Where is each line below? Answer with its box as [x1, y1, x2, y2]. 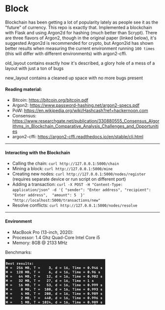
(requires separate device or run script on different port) [12, 176, 126, 182]
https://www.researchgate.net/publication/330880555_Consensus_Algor [12, 118, 160, 124]
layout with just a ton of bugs [5, 65, 64, 71]
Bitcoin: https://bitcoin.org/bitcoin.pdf [12, 97, 88, 103]
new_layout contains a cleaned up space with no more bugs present [5, 75, 143, 81]
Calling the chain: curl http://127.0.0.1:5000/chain [12, 160, 119, 166]
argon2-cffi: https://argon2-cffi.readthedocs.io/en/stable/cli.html [12, 134, 144, 140]
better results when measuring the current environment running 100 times [5, 45, 155, 51]
